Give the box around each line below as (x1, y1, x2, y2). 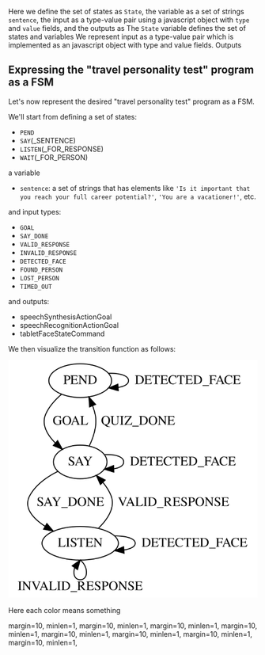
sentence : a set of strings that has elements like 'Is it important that (19, 183, 251, 192)
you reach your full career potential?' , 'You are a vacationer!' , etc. (19, 192, 257, 201)
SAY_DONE (19, 232, 49, 240)
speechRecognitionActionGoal (19, 320, 119, 329)
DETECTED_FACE (19, 257, 66, 265)
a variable (8, 168, 41, 177)
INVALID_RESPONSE (19, 249, 78, 257)
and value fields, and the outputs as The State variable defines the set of (8, 24, 247, 32)
